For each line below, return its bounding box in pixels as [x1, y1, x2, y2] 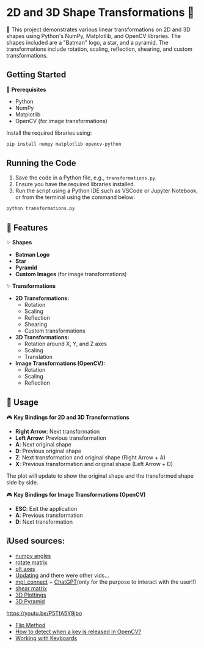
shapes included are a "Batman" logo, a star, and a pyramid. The [6, 39, 169, 46]
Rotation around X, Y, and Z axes [24, 340, 107, 348]
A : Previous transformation [15, 511, 84, 519]
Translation [24, 353, 53, 361]
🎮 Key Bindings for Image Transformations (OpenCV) [6, 491, 146, 498]
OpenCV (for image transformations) [15, 117, 108, 124]
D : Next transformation [15, 518, 73, 526]
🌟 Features [6, 222, 48, 233]
